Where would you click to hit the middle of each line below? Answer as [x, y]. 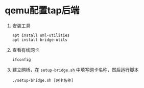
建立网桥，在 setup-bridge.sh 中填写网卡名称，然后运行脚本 [75, 70]
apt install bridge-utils [40, 40]
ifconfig [21, 59]
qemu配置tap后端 [42, 10]
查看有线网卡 [26, 50]
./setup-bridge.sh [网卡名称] [43, 80]
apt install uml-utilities [41, 35]
